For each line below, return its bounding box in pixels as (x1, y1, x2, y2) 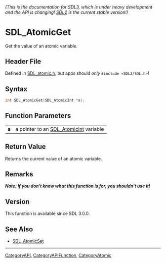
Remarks (5, 170, 34, 178)
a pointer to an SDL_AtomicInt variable (15, 125, 104, 132)
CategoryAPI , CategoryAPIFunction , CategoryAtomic (5, 253, 112, 259)
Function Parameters (5, 111, 71, 120)
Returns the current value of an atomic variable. (5, 156, 102, 161)
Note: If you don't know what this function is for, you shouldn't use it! (5, 183, 151, 189)
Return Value (5, 143, 46, 151)
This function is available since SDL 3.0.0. (5, 210, 90, 216)
